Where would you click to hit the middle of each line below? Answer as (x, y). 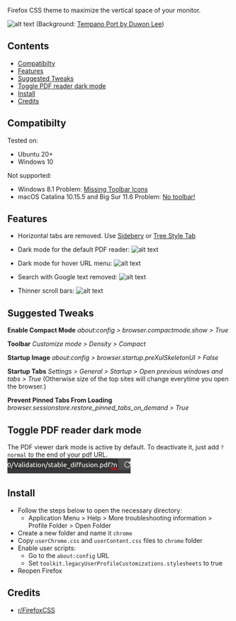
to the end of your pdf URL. (68, 455)
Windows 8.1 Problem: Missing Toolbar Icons (83, 189)
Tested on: (23, 140)
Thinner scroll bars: (46, 291)
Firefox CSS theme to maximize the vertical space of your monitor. (104, 10)
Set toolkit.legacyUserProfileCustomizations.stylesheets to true (125, 563)
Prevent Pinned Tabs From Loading (60, 401)
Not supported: (29, 175)
